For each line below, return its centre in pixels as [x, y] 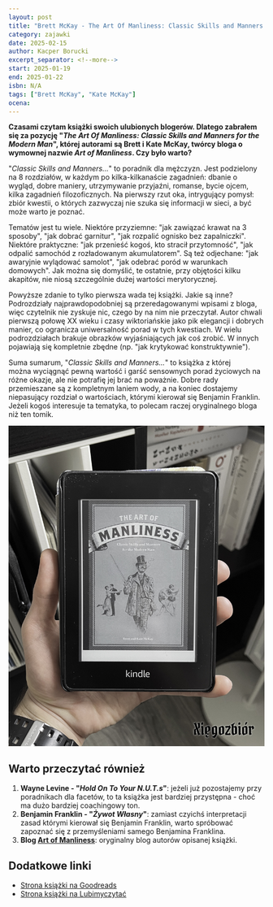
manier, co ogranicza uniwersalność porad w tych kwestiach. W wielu [125, 330]
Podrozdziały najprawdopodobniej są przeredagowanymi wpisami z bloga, [133, 304]
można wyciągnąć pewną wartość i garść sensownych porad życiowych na [135, 371]
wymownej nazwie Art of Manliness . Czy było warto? [100, 153]
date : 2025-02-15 [38, 43]
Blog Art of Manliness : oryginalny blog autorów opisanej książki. [128, 840]
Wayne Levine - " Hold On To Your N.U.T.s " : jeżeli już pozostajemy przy [141, 788]
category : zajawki [39, 34]
